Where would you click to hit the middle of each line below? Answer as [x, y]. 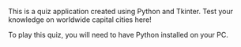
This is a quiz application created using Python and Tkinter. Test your [121, 11]
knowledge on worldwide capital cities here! [80, 20]
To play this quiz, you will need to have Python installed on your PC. [119, 35]
